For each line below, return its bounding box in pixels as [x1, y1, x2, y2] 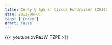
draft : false [5, 21, 32, 26]
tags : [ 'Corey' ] [5, 16, 39, 21]
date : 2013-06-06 [5, 12, 41, 17]
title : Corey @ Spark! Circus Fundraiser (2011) [5, 7, 108, 12]
